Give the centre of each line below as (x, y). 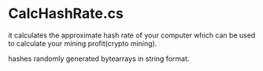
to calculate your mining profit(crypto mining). (83, 43)
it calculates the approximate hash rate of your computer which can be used (132, 35)
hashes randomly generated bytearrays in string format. (99, 59)
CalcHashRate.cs (66, 14)
